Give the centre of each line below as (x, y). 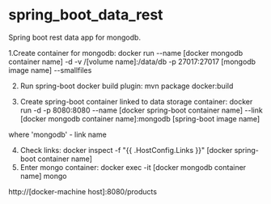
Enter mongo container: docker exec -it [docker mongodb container (133, 167)
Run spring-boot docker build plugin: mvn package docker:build (127, 86)
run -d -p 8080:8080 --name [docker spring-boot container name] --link (141, 110)
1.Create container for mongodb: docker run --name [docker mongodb (126, 53)
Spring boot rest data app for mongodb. (75, 37)
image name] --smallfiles (50, 70)
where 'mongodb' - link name (57, 134)
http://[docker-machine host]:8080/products (83, 191)
